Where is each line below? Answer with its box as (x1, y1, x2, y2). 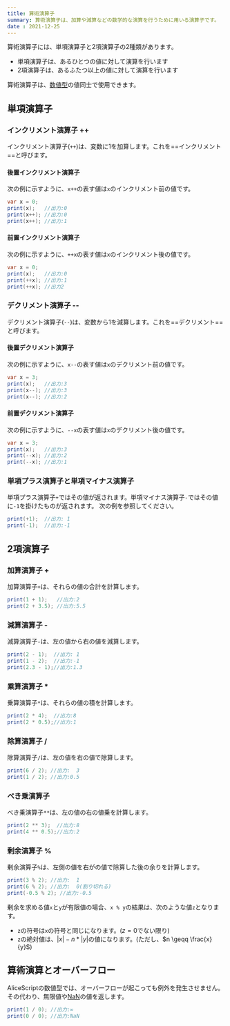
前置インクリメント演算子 (7, 233, 80, 242)
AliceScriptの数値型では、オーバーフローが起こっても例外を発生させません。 (7, 984, 224, 992)
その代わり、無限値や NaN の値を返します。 (7, 992, 128, 1001)
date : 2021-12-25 (7, 23, 60, 30)
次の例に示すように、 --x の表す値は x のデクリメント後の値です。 (7, 425, 189, 434)
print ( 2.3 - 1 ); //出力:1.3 (7, 664, 83, 670)
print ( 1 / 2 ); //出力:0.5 (7, 773, 80, 780)
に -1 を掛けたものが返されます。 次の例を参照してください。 (7, 502, 178, 510)
